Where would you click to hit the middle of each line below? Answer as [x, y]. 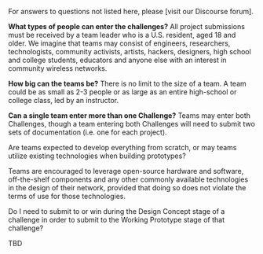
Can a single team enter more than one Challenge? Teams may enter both [130, 116]
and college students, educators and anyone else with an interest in [117, 60]
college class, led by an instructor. [64, 100]
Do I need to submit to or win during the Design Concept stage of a [117, 211]
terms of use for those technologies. [67, 196]
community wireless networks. [58, 68]
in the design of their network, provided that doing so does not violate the [127, 188]
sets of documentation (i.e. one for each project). [88, 132]
